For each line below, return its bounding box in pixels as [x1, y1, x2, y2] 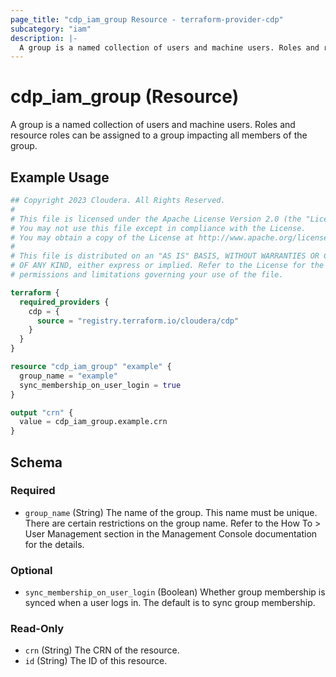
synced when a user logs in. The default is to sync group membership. [24, 597, 316, 609]
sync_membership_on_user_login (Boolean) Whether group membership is [24, 586, 326, 598]
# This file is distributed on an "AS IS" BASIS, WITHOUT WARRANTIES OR [10, 251, 320, 261]
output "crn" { [10, 407, 74, 418]
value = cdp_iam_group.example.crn [19, 417, 168, 427]
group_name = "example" [19, 371, 118, 381]
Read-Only [10, 622, 65, 636]
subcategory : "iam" [10, 24, 92, 34]
